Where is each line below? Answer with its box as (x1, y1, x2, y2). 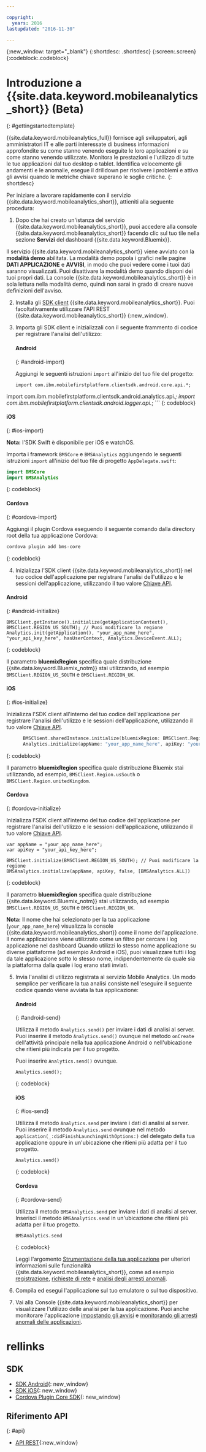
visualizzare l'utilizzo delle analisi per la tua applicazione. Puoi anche (15, 1305, 189, 1312)
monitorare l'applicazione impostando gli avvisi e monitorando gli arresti (15, 1312, 197, 1319)
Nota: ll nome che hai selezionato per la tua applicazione (6, 915, 150, 923)
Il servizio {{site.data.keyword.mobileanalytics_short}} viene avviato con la (6, 248, 195, 255)
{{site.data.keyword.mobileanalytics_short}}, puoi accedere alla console (15, 223, 197, 231)
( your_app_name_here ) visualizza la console (6, 922, 114, 930)
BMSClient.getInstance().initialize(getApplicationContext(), (6, 619, 169, 625)
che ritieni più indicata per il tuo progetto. (15, 1045, 120, 1053)
